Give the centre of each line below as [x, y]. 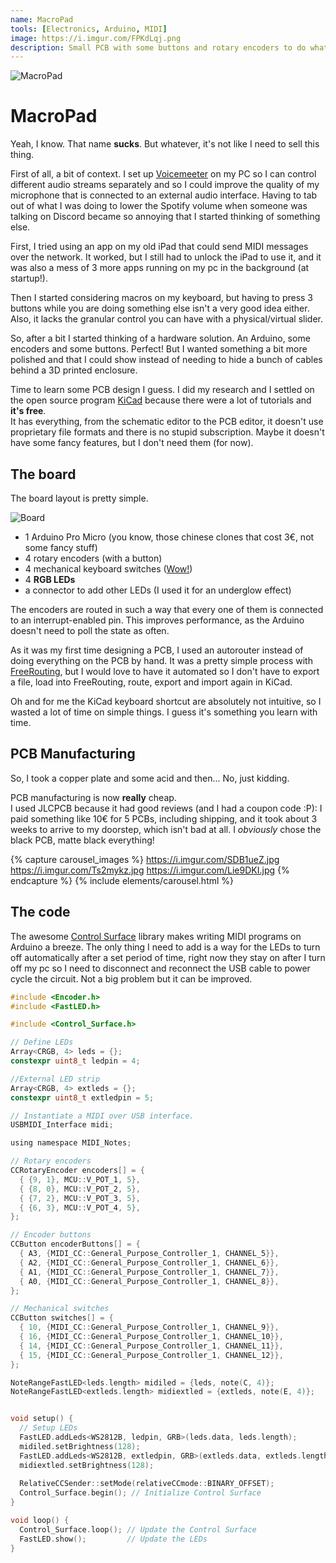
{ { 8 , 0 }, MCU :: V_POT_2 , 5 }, [80, 1189]
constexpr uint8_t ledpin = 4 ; [75, 1061]
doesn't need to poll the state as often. [90, 630]
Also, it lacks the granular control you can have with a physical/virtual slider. [167, 319]
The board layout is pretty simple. [79, 498]
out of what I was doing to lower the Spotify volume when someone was [159, 206]
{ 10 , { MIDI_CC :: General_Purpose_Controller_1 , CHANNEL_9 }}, [149, 1327]
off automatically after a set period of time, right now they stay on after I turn [168, 957]
